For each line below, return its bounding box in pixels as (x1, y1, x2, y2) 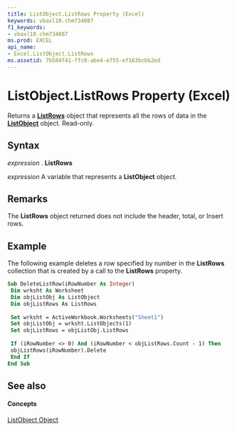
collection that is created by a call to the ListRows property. (7, 267, 183, 275)
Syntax (7, 140, 40, 152)
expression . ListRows (7, 158, 73, 167)
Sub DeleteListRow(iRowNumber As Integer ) (7, 280, 135, 288)
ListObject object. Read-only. (7, 118, 95, 127)
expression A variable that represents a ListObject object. (7, 172, 177, 181)
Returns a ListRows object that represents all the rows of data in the (7, 111, 207, 120)
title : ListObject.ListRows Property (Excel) (7, 10, 144, 18)
